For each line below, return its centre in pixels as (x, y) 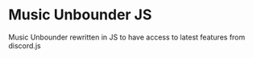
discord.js (25, 45)
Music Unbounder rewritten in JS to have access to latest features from (127, 37)
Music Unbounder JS (80, 15)
